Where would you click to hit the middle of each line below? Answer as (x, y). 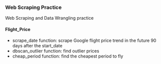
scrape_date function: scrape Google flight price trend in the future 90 (84, 40)
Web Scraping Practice (34, 7)
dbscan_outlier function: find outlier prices (56, 51)
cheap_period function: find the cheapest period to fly (68, 56)
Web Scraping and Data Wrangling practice (49, 18)
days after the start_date (37, 45)
